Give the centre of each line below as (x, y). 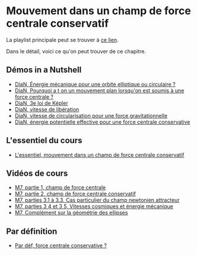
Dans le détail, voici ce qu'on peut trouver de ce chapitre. (76, 51)
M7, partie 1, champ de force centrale (60, 188)
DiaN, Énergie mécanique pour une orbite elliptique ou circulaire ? (95, 84)
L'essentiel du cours (44, 141)
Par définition (32, 231)
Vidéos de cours (37, 173)
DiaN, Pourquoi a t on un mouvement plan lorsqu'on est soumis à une (99, 91)
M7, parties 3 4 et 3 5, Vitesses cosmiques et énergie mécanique (94, 206)
